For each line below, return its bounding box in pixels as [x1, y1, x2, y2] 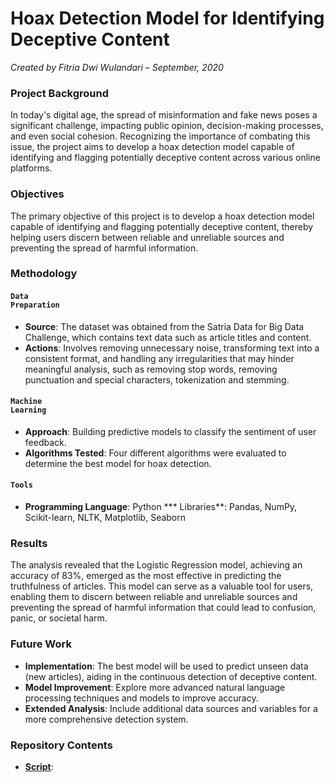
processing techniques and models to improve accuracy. [24, 692, 259, 704]
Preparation [10, 300, 60, 311]
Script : [24, 760, 54, 772]
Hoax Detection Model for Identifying [10, 7, 325, 30]
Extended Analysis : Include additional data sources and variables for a [24, 702, 318, 714]
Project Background [10, 86, 109, 100]
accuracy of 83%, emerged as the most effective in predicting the [10, 570, 282, 582]
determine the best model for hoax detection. [24, 457, 212, 469]
